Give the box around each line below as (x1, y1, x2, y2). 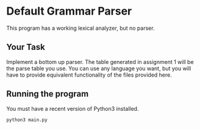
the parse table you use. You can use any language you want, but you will (6, 64, 191, 72)
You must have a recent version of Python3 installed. (6, 105, 139, 112)
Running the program (6, 89, 89, 99)
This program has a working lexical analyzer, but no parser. (6, 24, 155, 32)
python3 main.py (6, 117, 48, 123)
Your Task (6, 42, 46, 52)
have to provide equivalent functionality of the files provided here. (6, 71, 172, 78)
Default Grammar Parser (6, 4, 132, 18)
